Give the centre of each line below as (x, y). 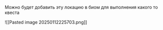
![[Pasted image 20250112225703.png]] (46, 22)
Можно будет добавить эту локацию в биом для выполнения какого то (82, 7)
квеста (12, 12)
